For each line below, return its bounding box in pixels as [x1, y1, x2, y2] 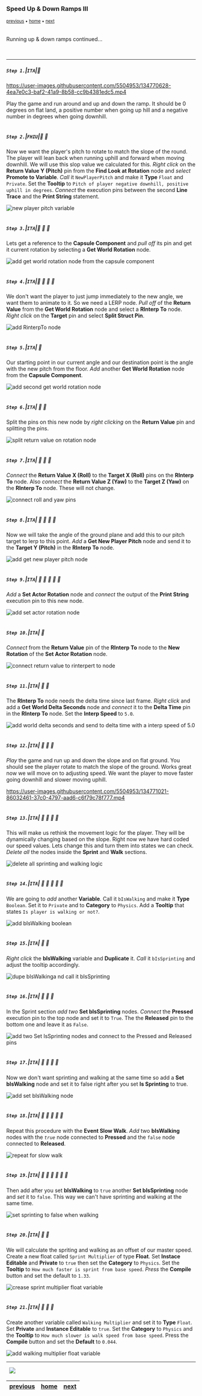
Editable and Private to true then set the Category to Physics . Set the [6, 1259, 180, 1266]
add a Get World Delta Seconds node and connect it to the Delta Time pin [6, 703, 191, 710]
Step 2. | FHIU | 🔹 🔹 [6, 133, 48, 140]
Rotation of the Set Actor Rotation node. [6, 650, 108, 657]
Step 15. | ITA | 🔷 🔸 [6, 939, 50, 947]
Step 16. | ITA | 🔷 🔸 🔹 [6, 993, 54, 1000]
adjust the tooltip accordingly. [6, 961, 80, 968]
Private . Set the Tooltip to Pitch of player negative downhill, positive [6, 180, 189, 187]
